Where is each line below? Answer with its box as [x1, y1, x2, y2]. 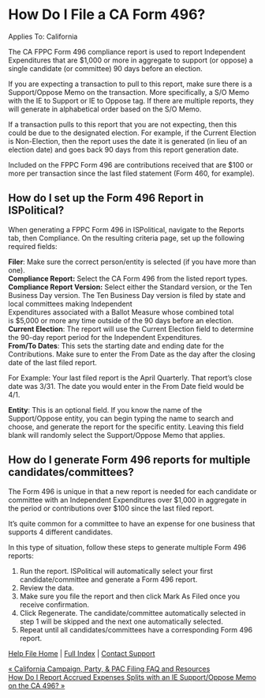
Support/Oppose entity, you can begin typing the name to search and [8, 413, 234, 423]
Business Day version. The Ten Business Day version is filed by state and [8, 290, 246, 300]
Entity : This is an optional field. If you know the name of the [8, 405, 203, 414]
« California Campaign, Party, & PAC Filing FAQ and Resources [8, 664, 211, 673]
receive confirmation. [19, 599, 89, 609]
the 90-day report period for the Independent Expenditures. [8, 332, 203, 341]
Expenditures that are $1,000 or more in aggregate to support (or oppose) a [8, 55, 254, 65]
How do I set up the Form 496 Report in [8, 191, 204, 205]
